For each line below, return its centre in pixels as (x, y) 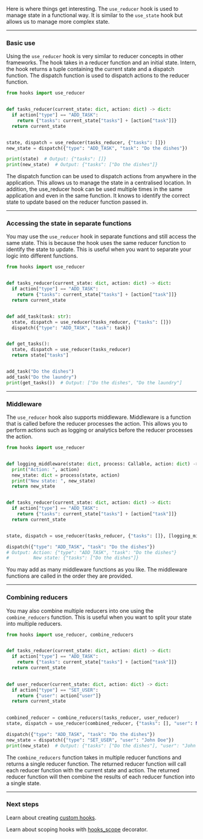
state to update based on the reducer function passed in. (77, 202)
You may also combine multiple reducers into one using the (80, 610)
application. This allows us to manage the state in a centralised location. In (99, 183)
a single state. (24, 783)
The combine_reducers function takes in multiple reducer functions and (94, 757)
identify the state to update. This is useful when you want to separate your (99, 249)
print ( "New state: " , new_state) (54, 481)
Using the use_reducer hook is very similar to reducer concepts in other (95, 56)
